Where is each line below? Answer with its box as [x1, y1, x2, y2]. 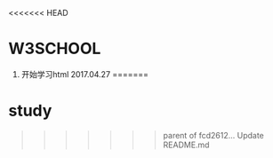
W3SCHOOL [8, 39, 101, 59]
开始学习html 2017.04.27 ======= [20, 68, 149, 79]
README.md [163, 139, 210, 150]
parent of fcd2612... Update [163, 130, 264, 140]
